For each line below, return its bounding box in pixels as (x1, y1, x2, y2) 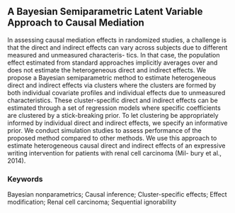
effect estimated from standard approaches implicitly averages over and (7, 58, 218, 67)
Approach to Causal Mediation (7, 17, 145, 29)
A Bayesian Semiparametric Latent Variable (7, 6, 203, 18)
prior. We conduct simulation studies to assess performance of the (7, 126, 202, 134)
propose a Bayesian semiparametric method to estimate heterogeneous (7, 73, 217, 82)
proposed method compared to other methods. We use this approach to (7, 133, 217, 142)
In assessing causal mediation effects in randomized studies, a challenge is (7, 35, 227, 44)
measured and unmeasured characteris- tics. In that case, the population (7, 50, 220, 59)
